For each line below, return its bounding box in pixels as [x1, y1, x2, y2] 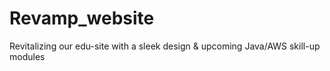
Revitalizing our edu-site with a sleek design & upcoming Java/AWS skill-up [9, 40, 321, 52]
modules [9, 50, 46, 62]
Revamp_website [9, 7, 155, 30]
